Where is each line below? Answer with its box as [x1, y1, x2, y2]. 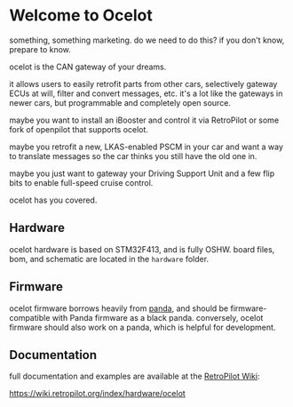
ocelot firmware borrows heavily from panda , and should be [9, 303, 229, 314]
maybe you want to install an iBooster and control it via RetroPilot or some [9, 115, 280, 125]
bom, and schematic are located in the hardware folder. [9, 253, 210, 264]
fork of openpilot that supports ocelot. [9, 124, 149, 134]
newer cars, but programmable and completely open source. [9, 97, 231, 108]
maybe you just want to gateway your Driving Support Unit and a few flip [9, 168, 275, 179]
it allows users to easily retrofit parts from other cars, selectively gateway [9, 78, 278, 89]
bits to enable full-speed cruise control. [9, 177, 154, 188]
